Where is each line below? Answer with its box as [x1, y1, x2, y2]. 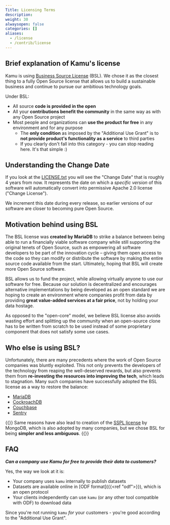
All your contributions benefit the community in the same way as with [12, 108, 161, 115]
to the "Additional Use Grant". [5, 515, 67, 521]
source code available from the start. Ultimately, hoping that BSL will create [5, 260, 163, 267]
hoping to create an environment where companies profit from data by [5, 292, 152, 298]
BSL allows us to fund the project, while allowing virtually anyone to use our [5, 276, 163, 282]
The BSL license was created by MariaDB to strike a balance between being [5, 234, 165, 240]
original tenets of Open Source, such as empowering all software [5, 244, 141, 251]
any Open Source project [12, 114, 65, 120]
